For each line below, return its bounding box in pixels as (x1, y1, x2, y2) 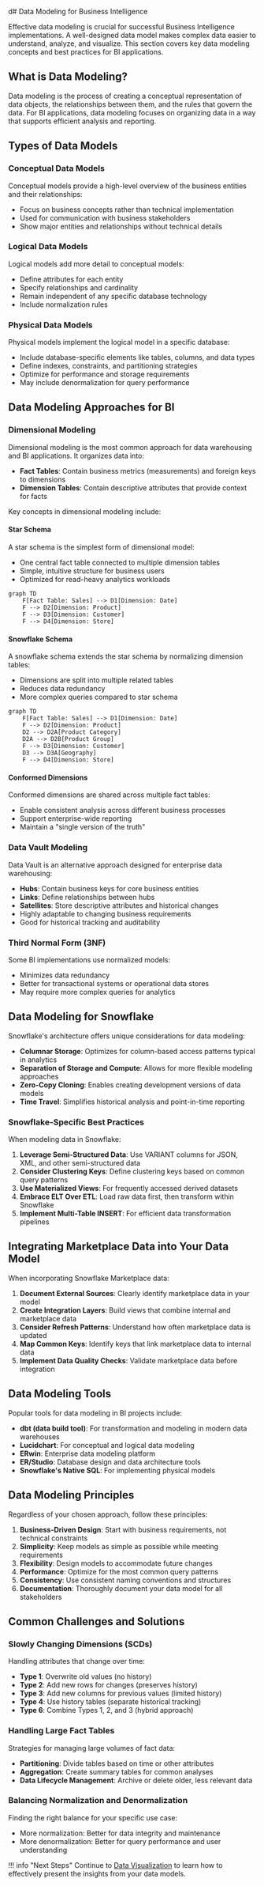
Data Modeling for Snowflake (8, 1010, 154, 1023)
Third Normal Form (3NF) (8, 937, 106, 948)
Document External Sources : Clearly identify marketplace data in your (19, 1288, 250, 1298)
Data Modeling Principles (8, 1488, 135, 1502)
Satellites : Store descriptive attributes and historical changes (19, 901, 219, 910)
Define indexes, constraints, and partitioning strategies (19, 361, 198, 371)
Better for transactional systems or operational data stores (19, 978, 210, 988)
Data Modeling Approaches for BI (8, 401, 175, 414)
